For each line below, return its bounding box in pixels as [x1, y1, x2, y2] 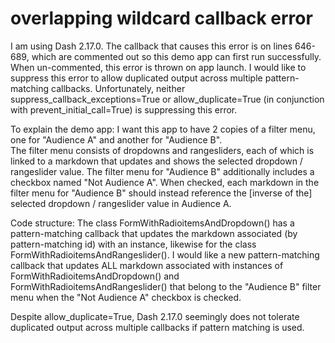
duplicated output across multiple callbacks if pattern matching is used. [10, 321, 305, 333]
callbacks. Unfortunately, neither [51, 82, 186, 94]
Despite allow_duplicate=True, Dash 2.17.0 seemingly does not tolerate [10, 310, 300, 322]
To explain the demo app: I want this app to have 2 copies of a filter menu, [10, 123, 316, 135]
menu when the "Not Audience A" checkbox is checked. [10, 291, 242, 303]
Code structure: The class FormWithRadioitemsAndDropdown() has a [10, 217, 295, 229]
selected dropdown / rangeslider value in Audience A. [10, 197, 232, 209]
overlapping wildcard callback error [10, 7, 313, 30]
